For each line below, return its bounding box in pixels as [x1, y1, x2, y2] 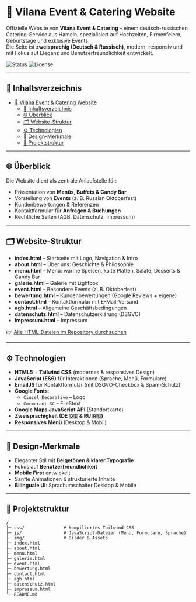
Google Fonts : [14, 387, 50, 394]
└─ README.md [6, 591, 38, 597]
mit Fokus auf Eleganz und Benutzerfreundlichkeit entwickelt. [6, 49, 153, 56]
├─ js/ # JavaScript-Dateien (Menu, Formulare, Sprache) [6, 529, 187, 536]
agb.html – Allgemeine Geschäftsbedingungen [14, 304, 127, 312]
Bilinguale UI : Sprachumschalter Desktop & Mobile [14, 482, 137, 489]
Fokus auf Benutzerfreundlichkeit [14, 463, 97, 470]
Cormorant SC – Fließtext [23, 400, 81, 407]
